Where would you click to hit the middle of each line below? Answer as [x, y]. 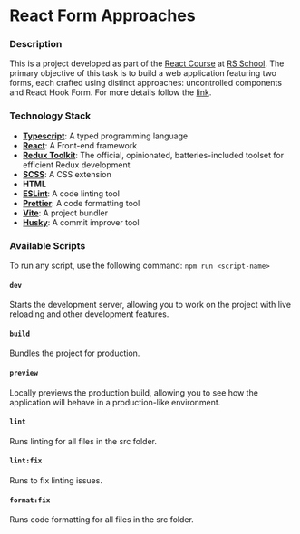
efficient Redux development [76, 165]
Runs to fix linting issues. [56, 481]
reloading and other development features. [89, 314]
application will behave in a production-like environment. [115, 402]
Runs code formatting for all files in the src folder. [102, 520]
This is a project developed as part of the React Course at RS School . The [147, 63]
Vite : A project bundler [65, 213]
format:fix [30, 500]
